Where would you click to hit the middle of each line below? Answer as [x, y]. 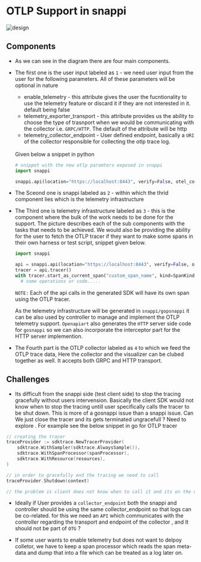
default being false [47, 110]
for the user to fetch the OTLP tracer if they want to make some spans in [104, 236]
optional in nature [36, 85]
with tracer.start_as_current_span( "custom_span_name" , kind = [94, 276]
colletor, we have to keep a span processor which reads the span [95, 546]
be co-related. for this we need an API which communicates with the [99, 516]
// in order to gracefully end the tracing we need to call [83, 475]
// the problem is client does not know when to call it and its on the [99, 492]
